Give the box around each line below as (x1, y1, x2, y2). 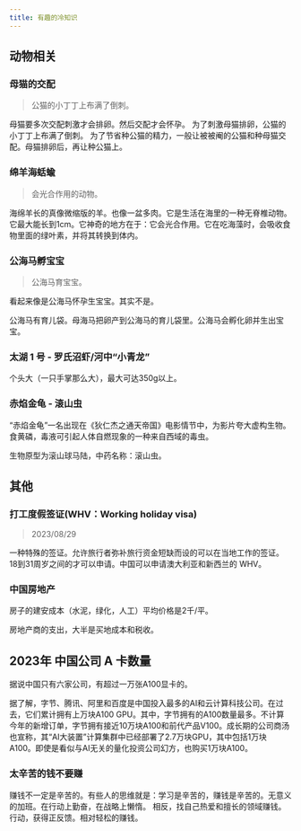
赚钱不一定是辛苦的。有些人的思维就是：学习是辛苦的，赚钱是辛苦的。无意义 (9, 790, 292, 800)
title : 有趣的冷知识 (9, 13, 78, 22)
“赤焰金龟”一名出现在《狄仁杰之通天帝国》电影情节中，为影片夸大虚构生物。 (9, 420, 291, 430)
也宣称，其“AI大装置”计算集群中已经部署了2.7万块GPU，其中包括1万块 (9, 731, 267, 742)
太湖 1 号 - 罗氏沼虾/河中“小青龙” (9, 350, 150, 363)
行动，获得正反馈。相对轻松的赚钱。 (9, 812, 143, 823)
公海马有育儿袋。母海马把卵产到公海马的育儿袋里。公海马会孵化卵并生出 (9, 314, 276, 325)
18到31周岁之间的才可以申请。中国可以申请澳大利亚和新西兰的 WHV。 (9, 559, 267, 570)
